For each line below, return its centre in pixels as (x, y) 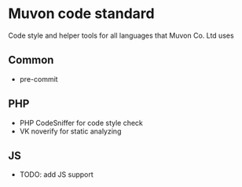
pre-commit (38, 79)
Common (31, 60)
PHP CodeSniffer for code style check (81, 123)
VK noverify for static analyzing (70, 131)
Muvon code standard (81, 14)
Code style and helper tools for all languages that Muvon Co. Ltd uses (121, 35)
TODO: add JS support (57, 174)
